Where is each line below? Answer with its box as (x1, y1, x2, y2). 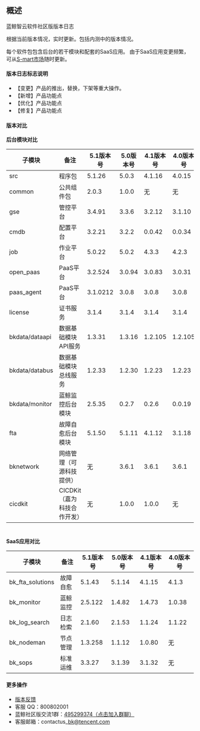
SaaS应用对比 (6, 538, 40, 545)
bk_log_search (9, 618, 50, 627)
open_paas (9, 268, 40, 276)
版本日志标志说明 (6, 70, 48, 78)
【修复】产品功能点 (14, 107, 62, 114)
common (9, 187, 34, 196)
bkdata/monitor (9, 400, 52, 408)
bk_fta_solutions (9, 578, 55, 586)
